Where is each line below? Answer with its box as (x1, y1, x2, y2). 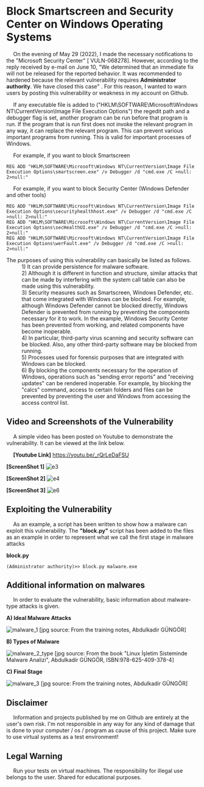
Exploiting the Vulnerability (6, 504, 113, 515)
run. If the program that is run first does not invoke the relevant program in (6, 120, 193, 127)
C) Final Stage (6, 668, 43, 675)
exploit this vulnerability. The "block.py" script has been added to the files (6, 527, 194, 534)
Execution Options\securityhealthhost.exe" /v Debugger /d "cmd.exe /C (6, 208, 192, 215)
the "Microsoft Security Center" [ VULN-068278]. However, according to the (6, 57, 199, 64)
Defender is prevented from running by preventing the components (21, 308, 190, 315)
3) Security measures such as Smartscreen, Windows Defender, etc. (21, 288, 194, 296)
